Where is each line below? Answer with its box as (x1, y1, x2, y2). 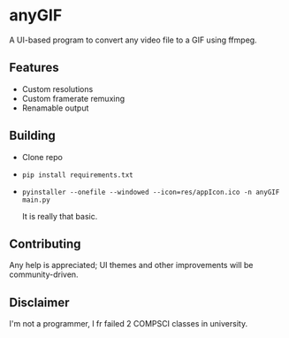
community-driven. (9, 269, 79, 280)
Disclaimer (9, 295, 70, 310)
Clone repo (21, 151, 64, 162)
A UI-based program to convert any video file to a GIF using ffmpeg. (9, 35, 258, 45)
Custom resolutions (21, 83, 94, 94)
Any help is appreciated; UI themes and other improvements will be (9, 260, 254, 271)
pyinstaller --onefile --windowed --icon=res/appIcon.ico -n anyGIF (21, 188, 280, 196)
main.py (21, 196, 50, 204)
